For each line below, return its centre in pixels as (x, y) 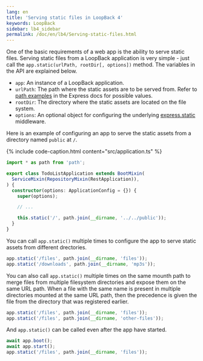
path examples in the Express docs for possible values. (84, 96)
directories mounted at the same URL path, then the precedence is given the (102, 295)
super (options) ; (38, 196)
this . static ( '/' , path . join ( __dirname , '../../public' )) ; (92, 218)
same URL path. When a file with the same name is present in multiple (93, 288)
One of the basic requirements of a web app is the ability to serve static (95, 52)
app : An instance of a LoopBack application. (69, 83)
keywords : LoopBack (31, 23)
